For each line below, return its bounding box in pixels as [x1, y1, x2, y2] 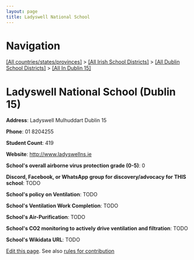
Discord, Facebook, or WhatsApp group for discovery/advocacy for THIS [6, 174, 186, 181]
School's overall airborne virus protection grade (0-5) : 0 [6, 162, 145, 169]
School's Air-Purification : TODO [6, 214, 86, 221]
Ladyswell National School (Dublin [6, 85, 176, 98]
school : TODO [6, 179, 41, 187]
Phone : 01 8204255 [6, 128, 54, 135]
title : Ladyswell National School [6, 14, 91, 20]
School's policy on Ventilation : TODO [6, 191, 98, 198]
